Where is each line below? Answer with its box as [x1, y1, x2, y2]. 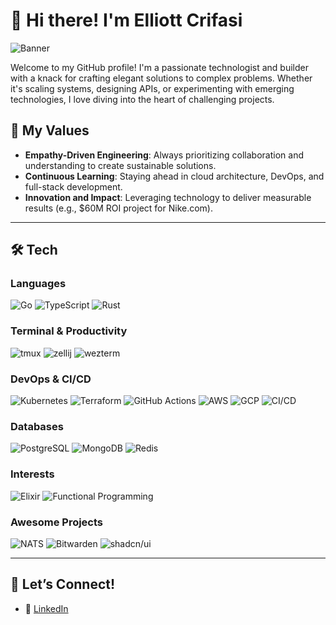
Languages [10, 277, 67, 291]
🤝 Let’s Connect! [10, 576, 116, 593]
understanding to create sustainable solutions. [24, 159, 217, 171]
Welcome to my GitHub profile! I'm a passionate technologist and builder [10, 61, 309, 73]
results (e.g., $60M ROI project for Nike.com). [24, 202, 214, 214]
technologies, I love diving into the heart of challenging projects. [10, 93, 275, 105]
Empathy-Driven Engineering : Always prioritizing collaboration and [24, 149, 304, 161]
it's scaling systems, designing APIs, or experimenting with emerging [10, 82, 295, 94]
